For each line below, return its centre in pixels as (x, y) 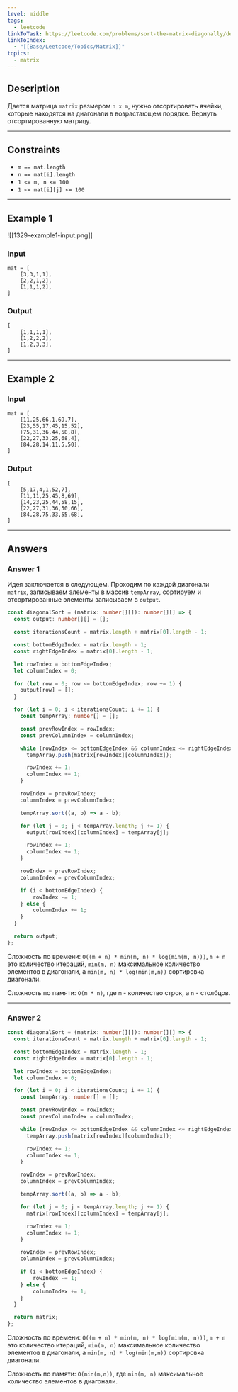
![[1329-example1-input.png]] (50, 235)
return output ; (36, 936)
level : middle (28, 14)
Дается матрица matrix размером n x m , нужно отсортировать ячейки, (115, 106)
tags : (15, 21)
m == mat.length (41, 167)
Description (34, 89)
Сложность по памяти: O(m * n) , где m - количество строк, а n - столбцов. (119, 992)
